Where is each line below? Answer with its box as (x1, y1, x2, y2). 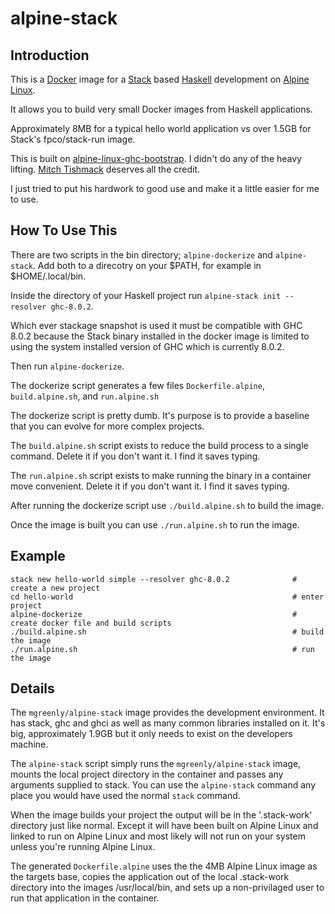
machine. (10, 738, 49, 751)
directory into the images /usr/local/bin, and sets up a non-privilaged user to (10, 882, 325, 894)
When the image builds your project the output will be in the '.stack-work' (10, 809, 313, 821)
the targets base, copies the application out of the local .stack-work (10, 871, 290, 883)
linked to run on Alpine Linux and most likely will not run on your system (10, 830, 306, 842)
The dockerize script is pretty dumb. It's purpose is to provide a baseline (10, 409, 310, 421)
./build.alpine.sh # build (10, 627, 325, 637)
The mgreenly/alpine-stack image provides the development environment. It (10, 707, 325, 719)
